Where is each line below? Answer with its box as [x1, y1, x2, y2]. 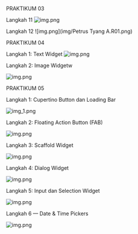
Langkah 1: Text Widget [6, 51, 63, 58]
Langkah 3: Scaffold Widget [6, 142, 73, 149]
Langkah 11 [6, 16, 33, 23]
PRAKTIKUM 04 [6, 39, 45, 46]
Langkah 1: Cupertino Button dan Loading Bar [6, 96, 116, 103]
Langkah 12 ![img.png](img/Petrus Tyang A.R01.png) [6, 28, 133, 35]
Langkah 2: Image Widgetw [6, 62, 73, 69]
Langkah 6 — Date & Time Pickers [6, 210, 89, 217]
